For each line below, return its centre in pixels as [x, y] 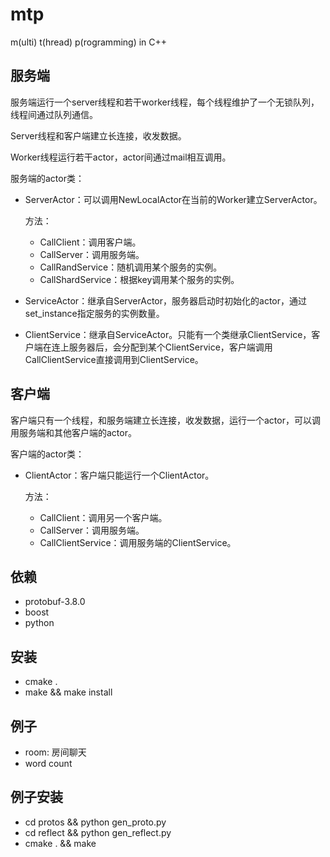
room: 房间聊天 [55, 752]
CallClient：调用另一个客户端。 [103, 517]
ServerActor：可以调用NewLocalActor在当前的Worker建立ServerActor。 [173, 199]
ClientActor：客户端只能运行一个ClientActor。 [119, 475]
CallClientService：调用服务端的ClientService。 [138, 542]
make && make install [68, 692]
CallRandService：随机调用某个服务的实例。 [131, 267]
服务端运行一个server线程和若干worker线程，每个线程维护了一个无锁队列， [165, 102]
